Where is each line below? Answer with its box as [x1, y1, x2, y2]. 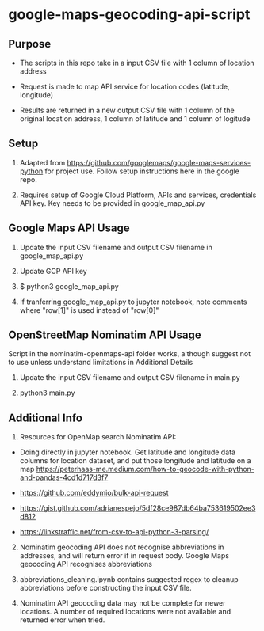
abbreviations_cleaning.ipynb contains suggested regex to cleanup [19, 575, 239, 584]
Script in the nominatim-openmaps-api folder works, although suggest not [8, 349, 251, 359]
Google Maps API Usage [8, 222, 130, 235]
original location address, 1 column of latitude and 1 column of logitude [19, 114, 251, 124]
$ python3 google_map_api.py [19, 281, 119, 291]
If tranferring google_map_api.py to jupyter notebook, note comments [19, 297, 247, 306]
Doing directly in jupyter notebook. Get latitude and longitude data [19, 447, 236, 457]
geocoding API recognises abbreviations [19, 560, 153, 569]
